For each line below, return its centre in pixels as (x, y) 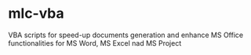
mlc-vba (36, 14)
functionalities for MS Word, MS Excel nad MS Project (95, 43)
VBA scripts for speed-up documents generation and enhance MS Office (126, 35)
